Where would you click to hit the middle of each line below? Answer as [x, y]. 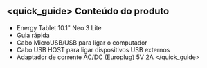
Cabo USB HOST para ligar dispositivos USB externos [93, 49]
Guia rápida [33, 35]
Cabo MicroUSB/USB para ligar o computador [82, 42]
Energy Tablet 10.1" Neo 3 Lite [59, 27]
